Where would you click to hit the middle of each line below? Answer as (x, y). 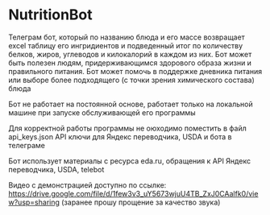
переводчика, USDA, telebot (56, 169)
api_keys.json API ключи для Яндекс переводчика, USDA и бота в (120, 136)
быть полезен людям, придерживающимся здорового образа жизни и (130, 63)
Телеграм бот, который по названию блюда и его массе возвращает (127, 37)
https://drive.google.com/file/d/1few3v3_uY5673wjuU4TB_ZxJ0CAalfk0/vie (133, 193)
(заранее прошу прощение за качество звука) (141, 202)
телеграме (27, 145)
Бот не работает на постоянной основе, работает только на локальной (131, 104)
